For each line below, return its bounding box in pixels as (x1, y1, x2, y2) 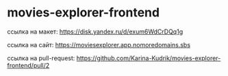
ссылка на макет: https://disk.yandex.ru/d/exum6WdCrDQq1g (7, 27, 183, 36)
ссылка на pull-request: (7, 53, 75, 62)
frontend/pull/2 (7, 61, 50, 69)
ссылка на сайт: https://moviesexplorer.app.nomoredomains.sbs (7, 40, 190, 49)
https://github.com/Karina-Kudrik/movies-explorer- (76, 53, 221, 62)
